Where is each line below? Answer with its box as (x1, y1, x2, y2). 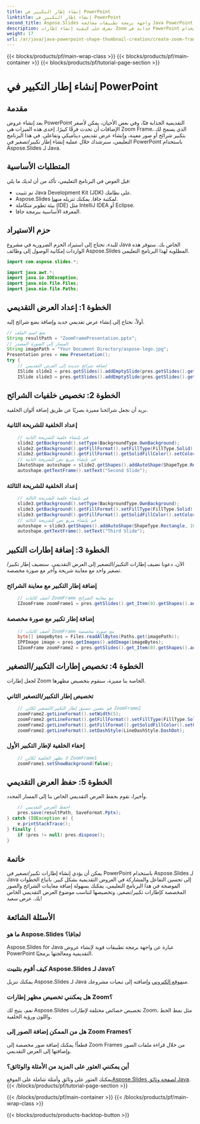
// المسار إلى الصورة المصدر (7, 341, 69, 347)
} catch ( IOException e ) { (7, 816, 74, 821)
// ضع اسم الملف (7, 329, 46, 336)
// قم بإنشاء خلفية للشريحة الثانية (17, 435, 88, 440)
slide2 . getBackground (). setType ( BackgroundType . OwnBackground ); (17, 440, 180, 446)
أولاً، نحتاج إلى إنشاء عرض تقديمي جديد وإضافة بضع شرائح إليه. (7, 318, 145, 325)
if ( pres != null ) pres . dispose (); (17, 832, 106, 838)
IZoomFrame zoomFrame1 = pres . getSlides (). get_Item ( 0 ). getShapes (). (17, 601, 191, 607)
